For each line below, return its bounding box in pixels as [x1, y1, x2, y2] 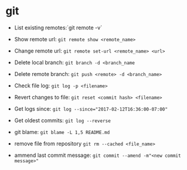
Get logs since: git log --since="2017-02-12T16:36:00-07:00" [14, 105, 168, 112]
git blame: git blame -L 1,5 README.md [14, 128, 110, 135]
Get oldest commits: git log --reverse [14, 117, 111, 124]
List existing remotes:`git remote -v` [14, 24, 103, 31]
